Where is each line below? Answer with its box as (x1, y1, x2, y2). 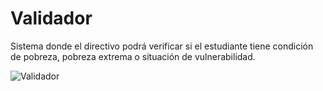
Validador (10, 7, 93, 30)
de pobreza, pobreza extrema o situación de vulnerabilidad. (10, 50, 256, 62)
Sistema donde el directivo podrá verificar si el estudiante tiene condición (10, 40, 314, 52)
